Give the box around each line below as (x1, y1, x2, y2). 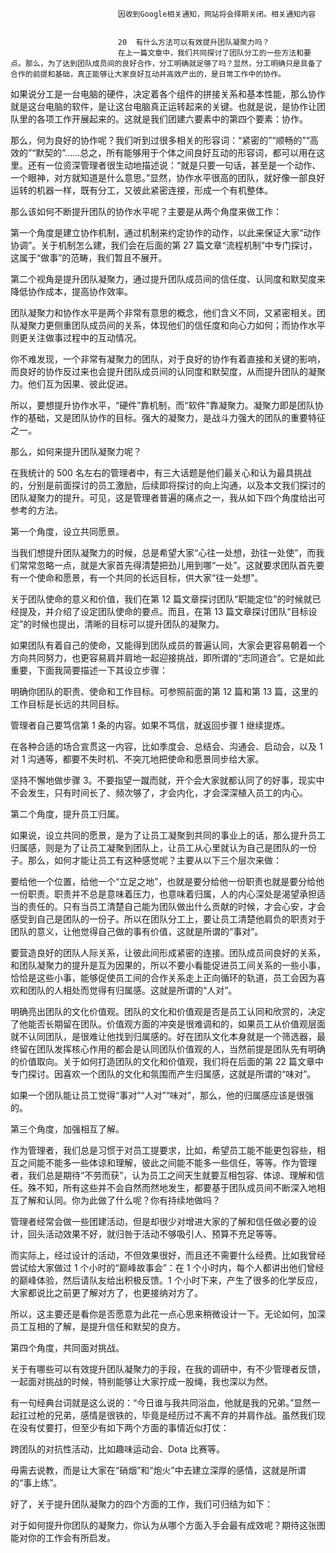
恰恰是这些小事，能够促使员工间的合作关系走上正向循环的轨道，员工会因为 (10, 972, 317, 983)
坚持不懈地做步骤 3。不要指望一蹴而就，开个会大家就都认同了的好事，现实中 (10, 774, 325, 786)
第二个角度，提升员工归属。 (10, 808, 125, 820)
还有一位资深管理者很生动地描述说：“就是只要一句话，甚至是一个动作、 (27, 159, 322, 171)
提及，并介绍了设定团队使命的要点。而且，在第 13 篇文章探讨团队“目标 (18, 606, 309, 617)
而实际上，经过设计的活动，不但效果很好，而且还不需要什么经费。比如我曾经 (10, 1249, 326, 1261)
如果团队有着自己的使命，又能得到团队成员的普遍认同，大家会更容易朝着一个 (10, 639, 326, 651)
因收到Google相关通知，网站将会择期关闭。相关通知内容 (117, 9, 317, 19)
